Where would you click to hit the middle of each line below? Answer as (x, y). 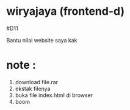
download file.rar (37, 82)
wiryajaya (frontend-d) (66, 11)
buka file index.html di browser (54, 95)
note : (21, 65)
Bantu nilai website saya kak (42, 40)
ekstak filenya (33, 88)
